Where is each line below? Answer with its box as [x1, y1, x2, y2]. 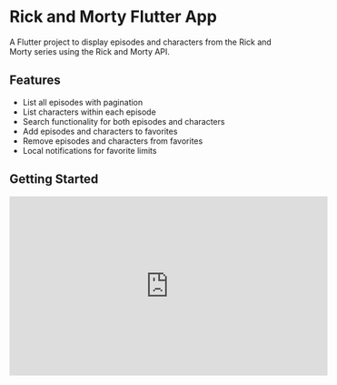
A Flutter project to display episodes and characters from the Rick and [9, 36, 273, 47]
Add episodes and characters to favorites [22, 126, 178, 137]
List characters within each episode [22, 106, 156, 117]
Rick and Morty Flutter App [9, 6, 218, 27]
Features [9, 73, 61, 88]
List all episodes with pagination [22, 96, 144, 107]
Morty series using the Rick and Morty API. [9, 46, 171, 56]
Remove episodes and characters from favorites [22, 135, 203, 147]
